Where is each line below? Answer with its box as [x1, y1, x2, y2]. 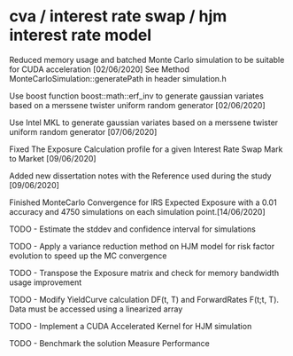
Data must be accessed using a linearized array [9, 304, 183, 314]
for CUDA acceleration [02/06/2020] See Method [9, 64, 190, 75]
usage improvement [9, 277, 82, 288]
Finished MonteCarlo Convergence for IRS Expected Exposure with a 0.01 [9, 197, 277, 208]
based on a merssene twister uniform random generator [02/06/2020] [9, 99, 266, 110]
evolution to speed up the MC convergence [9, 250, 167, 261]
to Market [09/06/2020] [9, 153, 96, 163]
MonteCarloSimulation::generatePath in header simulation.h [9, 73, 227, 83]
